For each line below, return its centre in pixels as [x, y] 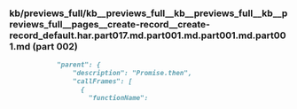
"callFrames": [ [102, 82]
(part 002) [55, 46]
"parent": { [78, 65]
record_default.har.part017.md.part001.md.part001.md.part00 [148, 35]
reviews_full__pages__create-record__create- [110, 24]
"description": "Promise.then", [132, 74]
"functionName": [118, 97]
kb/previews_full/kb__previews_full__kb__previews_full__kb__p [148, 13]
